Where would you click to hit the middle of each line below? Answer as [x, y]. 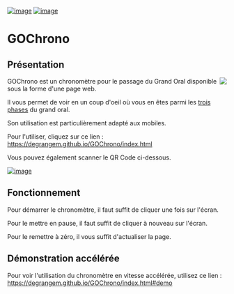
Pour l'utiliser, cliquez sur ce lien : [55, 137]
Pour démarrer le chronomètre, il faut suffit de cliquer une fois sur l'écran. [113, 210]
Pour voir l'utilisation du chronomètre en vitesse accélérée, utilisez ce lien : [115, 275]
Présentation [36, 64]
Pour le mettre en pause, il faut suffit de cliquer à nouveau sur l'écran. [107, 223]
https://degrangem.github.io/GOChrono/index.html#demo [90, 283]
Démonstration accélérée [63, 259]
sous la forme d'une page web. [52, 88]
